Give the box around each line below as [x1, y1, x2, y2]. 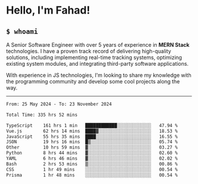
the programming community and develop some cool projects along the [6, 78, 180, 85]
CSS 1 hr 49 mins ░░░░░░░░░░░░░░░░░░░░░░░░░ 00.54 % [6, 166, 178, 172]
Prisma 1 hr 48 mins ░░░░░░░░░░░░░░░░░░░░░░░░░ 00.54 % [6, 172, 178, 178]
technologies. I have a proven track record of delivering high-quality [6, 48, 171, 54]
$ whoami [6, 27, 38, 35]
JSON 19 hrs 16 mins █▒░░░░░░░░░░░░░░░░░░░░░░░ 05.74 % [6, 139, 178, 145]
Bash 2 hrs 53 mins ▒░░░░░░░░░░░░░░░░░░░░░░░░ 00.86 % [6, 161, 178, 167]
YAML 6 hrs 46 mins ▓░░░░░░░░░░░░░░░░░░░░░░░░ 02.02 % [6, 156, 178, 162]
